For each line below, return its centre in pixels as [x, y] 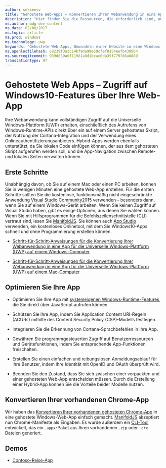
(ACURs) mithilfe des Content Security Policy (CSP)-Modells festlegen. [84, 319]
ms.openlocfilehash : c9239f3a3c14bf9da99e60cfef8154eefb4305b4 [72, 51]
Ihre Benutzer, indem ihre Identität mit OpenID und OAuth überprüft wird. [86, 364]
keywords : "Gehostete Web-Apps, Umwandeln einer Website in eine [74, 47]
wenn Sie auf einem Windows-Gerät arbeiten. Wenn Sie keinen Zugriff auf [81, 205]
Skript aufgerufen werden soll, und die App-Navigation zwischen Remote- [80, 151]
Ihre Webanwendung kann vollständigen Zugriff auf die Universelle [73, 120]
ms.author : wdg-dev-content [34, 24]
